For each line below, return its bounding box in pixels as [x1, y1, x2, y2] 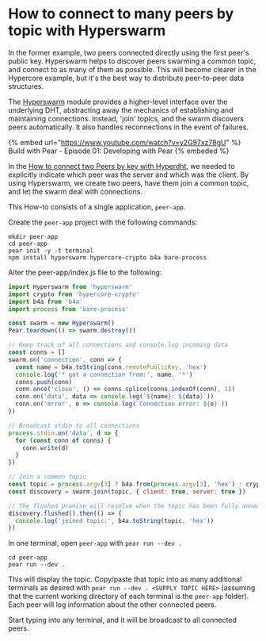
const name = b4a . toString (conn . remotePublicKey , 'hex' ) [15, 363, 207, 371]
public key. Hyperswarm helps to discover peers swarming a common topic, [8, 56, 256, 66]
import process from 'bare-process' [8, 305, 129, 313]
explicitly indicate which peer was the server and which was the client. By [8, 170, 249, 179]
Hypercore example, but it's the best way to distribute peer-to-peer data [8, 73, 245, 83]
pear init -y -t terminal [8, 247, 93, 255]
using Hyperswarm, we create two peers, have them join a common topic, [8, 178, 249, 187]
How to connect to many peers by [8, 5, 234, 23]
